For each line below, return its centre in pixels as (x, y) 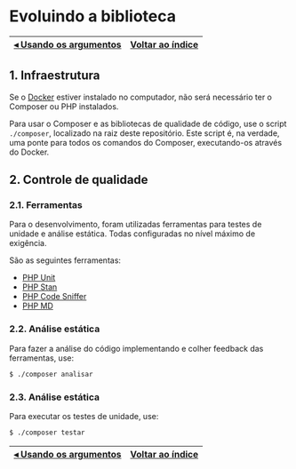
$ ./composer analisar (51, 374)
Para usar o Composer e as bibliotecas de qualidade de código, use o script (148, 123)
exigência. (28, 243)
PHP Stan (40, 287)
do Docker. (29, 152)
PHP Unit (39, 278)
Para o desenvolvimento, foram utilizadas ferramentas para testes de (136, 225)
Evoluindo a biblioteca (92, 16)
